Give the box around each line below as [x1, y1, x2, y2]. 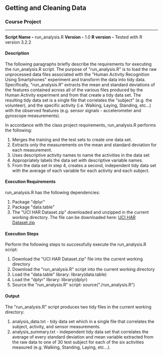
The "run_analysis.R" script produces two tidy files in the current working [5, 304, 152, 310]
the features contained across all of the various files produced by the [5, 87, 143, 93]
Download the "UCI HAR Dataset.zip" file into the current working [12, 256, 143, 262]
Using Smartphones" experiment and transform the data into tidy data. [5, 76, 146, 82]
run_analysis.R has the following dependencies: [5, 189, 100, 196]
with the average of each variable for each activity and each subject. [12, 168, 149, 173]
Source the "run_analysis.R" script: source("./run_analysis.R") [12, 282, 135, 288]
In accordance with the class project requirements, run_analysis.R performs [5, 122, 156, 128]
